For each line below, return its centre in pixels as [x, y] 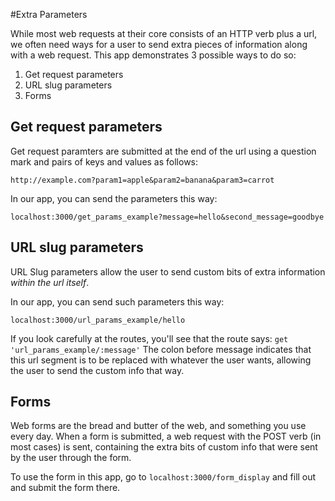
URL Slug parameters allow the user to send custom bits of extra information [168, 271]
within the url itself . [50, 282]
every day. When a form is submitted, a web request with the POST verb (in [166, 436]
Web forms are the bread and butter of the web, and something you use [158, 426]
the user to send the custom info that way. [97, 370]
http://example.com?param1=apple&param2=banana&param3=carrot [142, 180]
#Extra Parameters [49, 14]
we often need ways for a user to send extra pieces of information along [159, 44]
